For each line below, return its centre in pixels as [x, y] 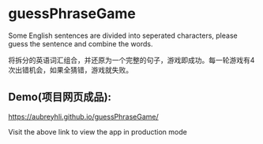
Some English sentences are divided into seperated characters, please [123, 35]
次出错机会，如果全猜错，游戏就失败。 [70, 70]
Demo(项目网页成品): [60, 97]
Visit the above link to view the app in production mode [98, 131]
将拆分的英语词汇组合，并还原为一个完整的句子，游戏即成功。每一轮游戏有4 [131, 60]
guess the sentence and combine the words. [81, 43]
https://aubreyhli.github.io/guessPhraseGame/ [84, 116]
